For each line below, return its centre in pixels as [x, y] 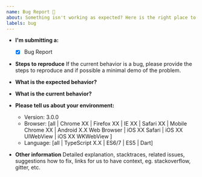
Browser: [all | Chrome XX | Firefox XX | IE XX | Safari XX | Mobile [106, 124]
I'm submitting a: [37, 40]
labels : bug [21, 23]
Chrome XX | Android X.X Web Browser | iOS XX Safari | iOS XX [103, 130]
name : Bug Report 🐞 [31, 12]
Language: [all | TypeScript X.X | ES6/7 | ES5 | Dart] [88, 143]
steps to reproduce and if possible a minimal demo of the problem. [98, 71]
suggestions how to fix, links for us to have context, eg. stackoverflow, [103, 161]
